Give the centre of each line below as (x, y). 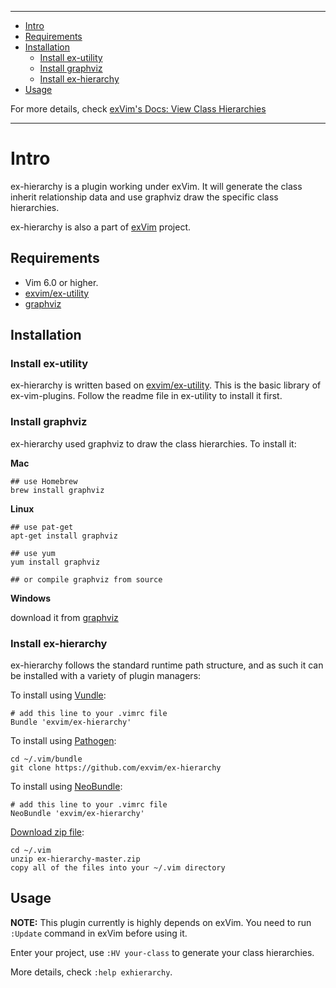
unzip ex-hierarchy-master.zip (75, 859)
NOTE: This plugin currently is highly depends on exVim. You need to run (161, 922)
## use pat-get (42, 527)
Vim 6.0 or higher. (61, 282)
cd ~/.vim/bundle (46, 759)
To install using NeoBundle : (66, 787)
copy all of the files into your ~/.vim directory (118, 868)
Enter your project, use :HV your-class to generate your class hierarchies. (162, 952)
